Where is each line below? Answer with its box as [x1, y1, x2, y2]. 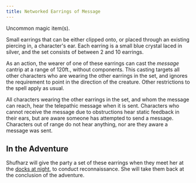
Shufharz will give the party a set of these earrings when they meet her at [6, 159, 184, 167]
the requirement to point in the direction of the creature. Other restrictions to [6, 78, 190, 85]
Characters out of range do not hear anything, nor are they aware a [6, 120, 168, 127]
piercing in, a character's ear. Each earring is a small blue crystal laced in [6, 42, 183, 49]
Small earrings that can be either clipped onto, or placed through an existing [6, 36, 190, 43]
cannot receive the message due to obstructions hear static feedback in [6, 108, 180, 115]
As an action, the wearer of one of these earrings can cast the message [6, 60, 180, 67]
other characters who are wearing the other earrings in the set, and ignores [6, 72, 188, 79]
